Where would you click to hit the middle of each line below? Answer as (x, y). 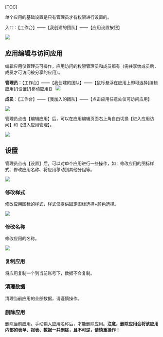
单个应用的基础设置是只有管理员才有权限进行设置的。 (58, 17)
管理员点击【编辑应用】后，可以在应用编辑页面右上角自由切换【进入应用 (77, 119)
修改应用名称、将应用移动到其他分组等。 (54, 169)
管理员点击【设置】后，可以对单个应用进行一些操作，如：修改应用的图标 (77, 163)
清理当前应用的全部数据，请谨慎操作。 (43, 298)
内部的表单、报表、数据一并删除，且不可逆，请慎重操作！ (63, 330)
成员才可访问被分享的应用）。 (34, 72)
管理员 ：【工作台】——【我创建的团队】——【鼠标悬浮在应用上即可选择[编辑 (81, 82)
